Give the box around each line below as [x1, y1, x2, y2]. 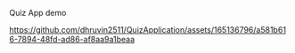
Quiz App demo [9, 8, 67, 18]
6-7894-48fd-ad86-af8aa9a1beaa [9, 34, 135, 44]
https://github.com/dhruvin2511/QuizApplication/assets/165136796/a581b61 [9, 25, 287, 34]
